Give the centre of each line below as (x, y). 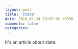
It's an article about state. (31, 42)
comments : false (22, 24)
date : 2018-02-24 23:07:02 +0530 (39, 19)
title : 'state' (21, 14)
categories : (17, 28)
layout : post (18, 10)
